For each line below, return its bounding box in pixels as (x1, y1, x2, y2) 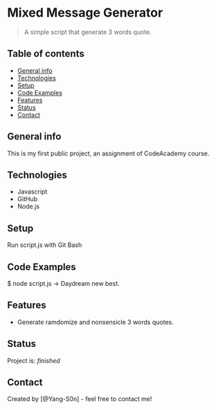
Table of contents (7, 48, 84, 60)
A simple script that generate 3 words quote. (24, 28, 152, 36)
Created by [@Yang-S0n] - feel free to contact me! (7, 395, 152, 403)
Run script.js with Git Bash (7, 241, 82, 249)
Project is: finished (7, 356, 60, 365)
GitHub (17, 195, 38, 203)
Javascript (17, 187, 48, 196)
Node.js (17, 203, 40, 211)
